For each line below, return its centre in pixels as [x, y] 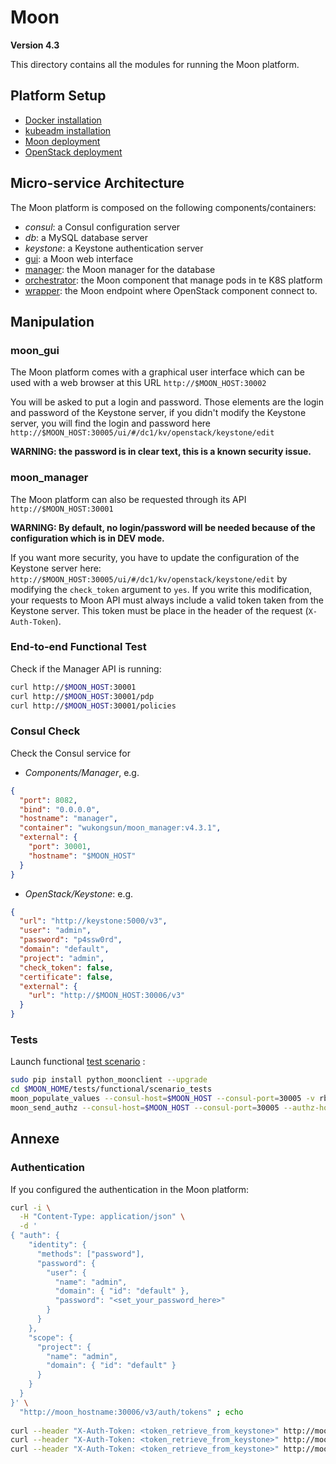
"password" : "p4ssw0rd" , [71, 940]
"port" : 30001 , [60, 847]
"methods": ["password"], [90, 1254]
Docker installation [63, 120]
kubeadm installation [68, 130]
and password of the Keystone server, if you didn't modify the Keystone [158, 413]
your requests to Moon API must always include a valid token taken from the [167, 600]
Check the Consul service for [70, 753]
